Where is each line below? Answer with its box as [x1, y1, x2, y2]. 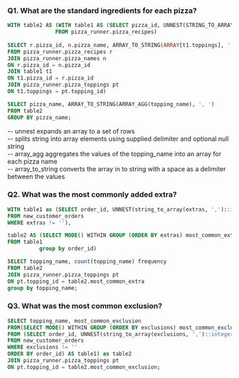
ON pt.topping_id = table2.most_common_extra [7, 278, 144, 285]
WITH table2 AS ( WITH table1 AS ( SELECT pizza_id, [7, 22, 161, 29]
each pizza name [7, 157, 58, 166]
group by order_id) [38, 245, 97, 252]
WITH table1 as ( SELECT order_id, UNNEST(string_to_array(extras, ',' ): [7, 205, 228, 213]
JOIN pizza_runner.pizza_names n [7, 55, 107, 62]
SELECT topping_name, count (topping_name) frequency [7, 258, 167, 265]
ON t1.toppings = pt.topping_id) [7, 88, 107, 95]
